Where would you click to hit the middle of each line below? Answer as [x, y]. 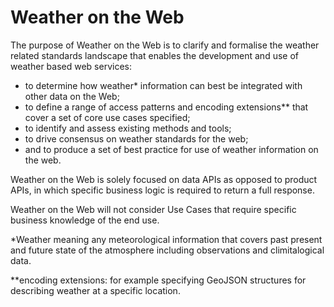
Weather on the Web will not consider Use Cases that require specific [153, 209]
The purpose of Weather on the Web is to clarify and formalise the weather [165, 45]
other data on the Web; [72, 96]
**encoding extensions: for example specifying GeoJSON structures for [158, 280]
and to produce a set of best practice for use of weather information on [171, 149]
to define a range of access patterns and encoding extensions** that [166, 107]
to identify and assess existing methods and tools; [128, 128]
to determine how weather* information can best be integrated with [163, 85]
